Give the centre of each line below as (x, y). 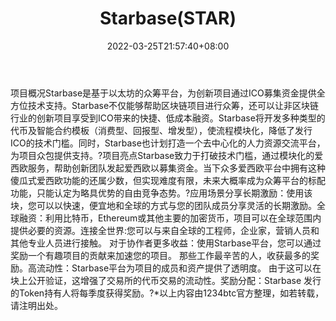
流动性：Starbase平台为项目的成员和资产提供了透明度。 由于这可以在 (179, 268)
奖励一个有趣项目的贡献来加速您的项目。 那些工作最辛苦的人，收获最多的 (160, 255)
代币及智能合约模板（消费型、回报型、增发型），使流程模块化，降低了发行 (161, 130)
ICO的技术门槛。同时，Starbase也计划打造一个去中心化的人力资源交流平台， (168, 143)
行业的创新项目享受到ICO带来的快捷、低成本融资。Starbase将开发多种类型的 (168, 118)
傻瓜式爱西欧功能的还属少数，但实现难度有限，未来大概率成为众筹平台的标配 (168, 180)
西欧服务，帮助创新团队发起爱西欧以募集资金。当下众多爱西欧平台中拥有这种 (168, 168)
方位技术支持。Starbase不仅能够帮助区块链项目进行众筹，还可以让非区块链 (165, 105)
